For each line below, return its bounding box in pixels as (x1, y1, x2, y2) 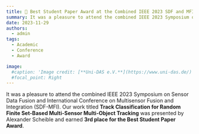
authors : (6, 25, 28, 31)
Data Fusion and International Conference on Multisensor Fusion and (6, 97, 174, 104)
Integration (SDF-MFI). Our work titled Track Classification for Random (6, 103, 181, 110)
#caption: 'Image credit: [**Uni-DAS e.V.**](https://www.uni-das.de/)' (11, 69, 195, 75)
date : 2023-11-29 (6, 20, 49, 25)
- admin (11, 31, 31, 37)
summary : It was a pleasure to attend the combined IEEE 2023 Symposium (6, 14, 190, 20)
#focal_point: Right (11, 75, 62, 81)
